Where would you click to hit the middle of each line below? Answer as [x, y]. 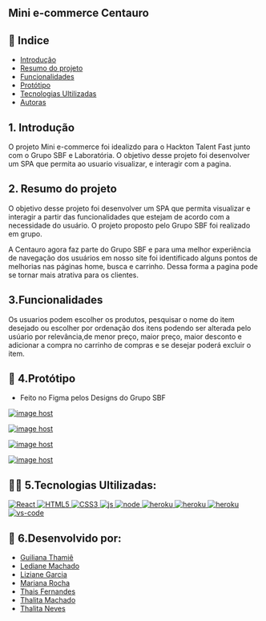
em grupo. [25, 234]
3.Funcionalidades [56, 300]
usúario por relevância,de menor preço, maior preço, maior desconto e [125, 337]
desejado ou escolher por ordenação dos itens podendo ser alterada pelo [130, 328]
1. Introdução [41, 127]
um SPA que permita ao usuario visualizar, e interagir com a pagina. [120, 164]
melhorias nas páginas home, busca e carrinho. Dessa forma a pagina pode [133, 266]
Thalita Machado [48, 600]
